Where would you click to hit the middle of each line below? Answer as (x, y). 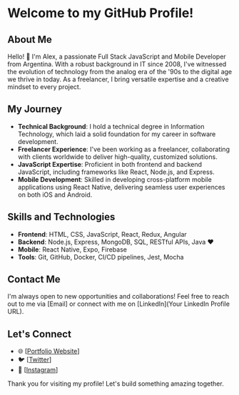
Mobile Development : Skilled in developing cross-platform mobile (115, 179)
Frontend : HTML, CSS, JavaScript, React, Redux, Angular (102, 234)
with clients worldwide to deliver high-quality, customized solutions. (117, 157)
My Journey (35, 109)
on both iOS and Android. (55, 195)
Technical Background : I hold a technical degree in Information (111, 126)
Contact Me (34, 279)
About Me (30, 40)
